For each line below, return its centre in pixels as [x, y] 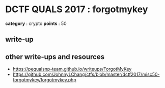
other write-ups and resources [55, 57]
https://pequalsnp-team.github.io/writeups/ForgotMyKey [72, 69]
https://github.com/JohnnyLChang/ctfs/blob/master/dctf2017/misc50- [86, 74]
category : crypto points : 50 [36, 23]
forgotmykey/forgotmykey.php [44, 80]
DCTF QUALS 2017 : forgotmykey [77, 9]
